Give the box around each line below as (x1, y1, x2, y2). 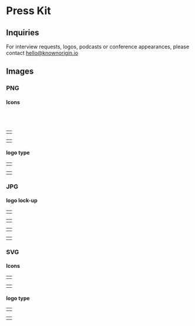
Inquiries (6, 28, 39, 38)
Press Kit (6, 4, 51, 18)
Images (6, 66, 34, 76)
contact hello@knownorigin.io (6, 49, 78, 56)
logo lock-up (6, 197, 38, 204)
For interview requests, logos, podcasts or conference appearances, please (6, 43, 190, 50)
